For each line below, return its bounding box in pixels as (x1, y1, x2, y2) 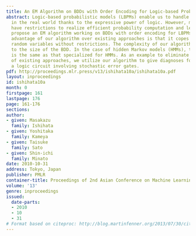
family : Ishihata (11, 123, 54, 129)
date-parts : (11, 199, 41, 205)
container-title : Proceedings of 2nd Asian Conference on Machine (6, 177, 171, 183)
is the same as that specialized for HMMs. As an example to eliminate (11, 52, 190, 58)
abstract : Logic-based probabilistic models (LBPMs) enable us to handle (6, 14, 190, 20)
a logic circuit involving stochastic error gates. (11, 63, 140, 69)
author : (6, 112, 25, 118)
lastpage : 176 (6, 95, 41, 101)
